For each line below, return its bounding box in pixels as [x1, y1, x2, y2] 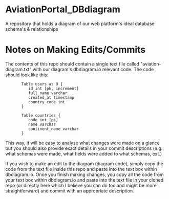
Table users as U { [21, 81, 63, 86]
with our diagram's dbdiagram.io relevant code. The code [32, 66, 154, 72]
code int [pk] [28, 117, 58, 122]
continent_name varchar [28, 126, 79, 131]
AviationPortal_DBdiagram [5, 4, 120, 15]
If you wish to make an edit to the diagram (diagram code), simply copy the [5, 160, 164, 167]
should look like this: [5, 72, 49, 78]
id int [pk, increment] [28, 86, 79, 91]
